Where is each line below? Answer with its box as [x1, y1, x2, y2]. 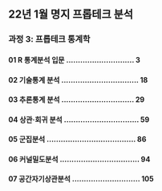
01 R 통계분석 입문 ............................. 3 [8, 55, 140, 64]
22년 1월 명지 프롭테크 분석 [8, 7, 134, 22]
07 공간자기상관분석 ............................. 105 [8, 174, 154, 184]
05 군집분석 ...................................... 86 [8, 135, 147, 144]
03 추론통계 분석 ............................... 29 [8, 95, 145, 104]
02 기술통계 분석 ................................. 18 [8, 75, 148, 84]
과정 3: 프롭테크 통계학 [8, 34, 91, 45]
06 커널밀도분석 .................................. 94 [8, 154, 151, 164]
